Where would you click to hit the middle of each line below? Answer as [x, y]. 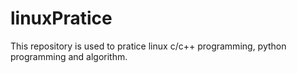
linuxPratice [61, 18]
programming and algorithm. [69, 56]
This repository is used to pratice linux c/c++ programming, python [148, 46]
